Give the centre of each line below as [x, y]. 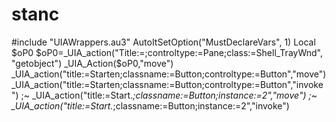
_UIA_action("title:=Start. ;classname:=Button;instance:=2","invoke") [150, 105]
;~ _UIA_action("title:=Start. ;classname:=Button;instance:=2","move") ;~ [169, 95]
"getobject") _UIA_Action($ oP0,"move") [92, 63]
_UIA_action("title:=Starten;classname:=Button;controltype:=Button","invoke [167, 84]
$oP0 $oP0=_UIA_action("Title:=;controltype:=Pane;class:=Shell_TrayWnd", [167, 52]
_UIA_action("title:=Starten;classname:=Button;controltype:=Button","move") [169, 74]
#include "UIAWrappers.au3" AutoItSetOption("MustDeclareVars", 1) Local [163, 42]
